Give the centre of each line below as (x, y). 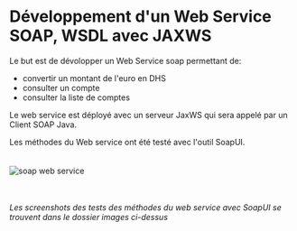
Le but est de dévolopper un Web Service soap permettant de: (125, 60)
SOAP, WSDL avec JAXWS (111, 36)
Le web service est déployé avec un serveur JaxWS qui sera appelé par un (148, 115)
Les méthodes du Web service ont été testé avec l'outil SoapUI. (127, 142)
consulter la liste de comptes (76, 97)
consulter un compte (61, 88)
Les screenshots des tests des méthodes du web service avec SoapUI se (145, 207)
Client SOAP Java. (43, 125)
